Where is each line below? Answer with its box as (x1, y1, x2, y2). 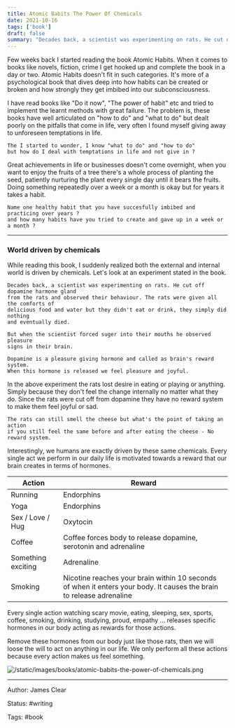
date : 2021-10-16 (7, 17, 58, 24)
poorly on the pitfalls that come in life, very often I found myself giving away (7, 121, 226, 130)
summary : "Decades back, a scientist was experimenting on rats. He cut (7, 36, 224, 43)
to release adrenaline (62, 591, 133, 600)
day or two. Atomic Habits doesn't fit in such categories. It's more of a (7, 71, 210, 79)
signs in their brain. (7, 343, 73, 350)
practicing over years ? (7, 210, 80, 217)
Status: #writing (7, 699, 53, 708)
